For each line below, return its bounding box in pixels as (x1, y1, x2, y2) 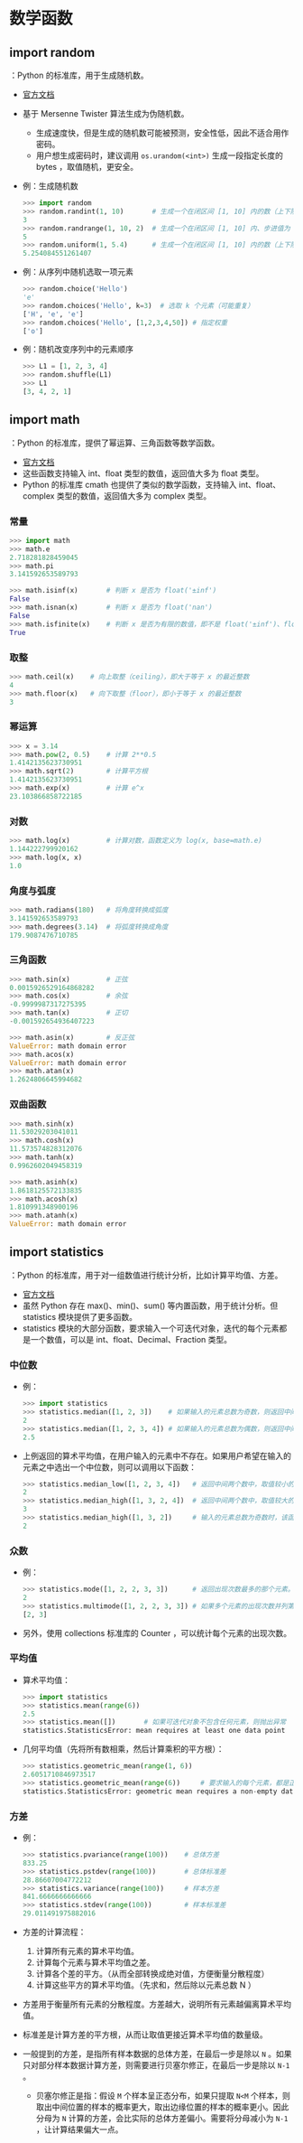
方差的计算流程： (22, 1926, 87, 1938)
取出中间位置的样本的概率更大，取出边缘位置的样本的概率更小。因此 (35, 2101, 289, 2112)
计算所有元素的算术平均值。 (35, 1946, 140, 1957)
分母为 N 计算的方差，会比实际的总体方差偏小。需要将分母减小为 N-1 (35, 2113, 289, 2124)
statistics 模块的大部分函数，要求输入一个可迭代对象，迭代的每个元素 (22, 1323, 280, 1334)
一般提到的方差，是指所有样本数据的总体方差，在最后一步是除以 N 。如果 (22, 2048, 292, 2060)
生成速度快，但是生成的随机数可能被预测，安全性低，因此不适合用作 (35, 127, 289, 138)
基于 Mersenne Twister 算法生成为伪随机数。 (22, 108, 189, 118)
